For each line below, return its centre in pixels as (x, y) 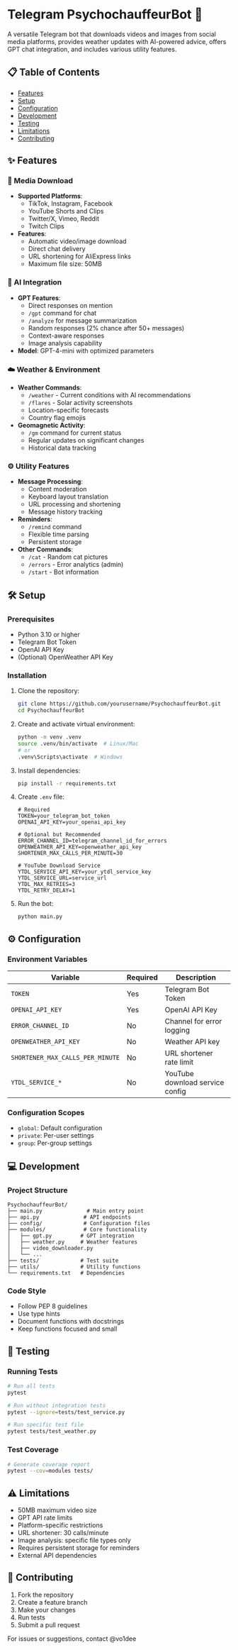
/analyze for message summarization (83, 320)
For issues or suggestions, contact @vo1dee (72, 1639)
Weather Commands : (50, 388)
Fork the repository (46, 1595)
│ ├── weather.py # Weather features (73, 1242)
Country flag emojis (57, 418)
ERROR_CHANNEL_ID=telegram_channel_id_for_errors (92, 841)
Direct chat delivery (57, 249)
